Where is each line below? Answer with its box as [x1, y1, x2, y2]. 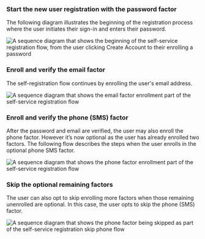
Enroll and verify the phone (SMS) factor [6, 113, 129, 121]
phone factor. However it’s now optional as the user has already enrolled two [6, 134, 199, 141]
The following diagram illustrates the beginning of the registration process [6, 19, 193, 26]
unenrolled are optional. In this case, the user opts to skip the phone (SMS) [6, 201, 195, 208]
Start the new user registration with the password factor [6, 5, 177, 13]
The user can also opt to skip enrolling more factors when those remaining [6, 194, 194, 202]
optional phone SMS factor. [6, 146, 75, 154]
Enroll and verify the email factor [6, 66, 106, 74]
